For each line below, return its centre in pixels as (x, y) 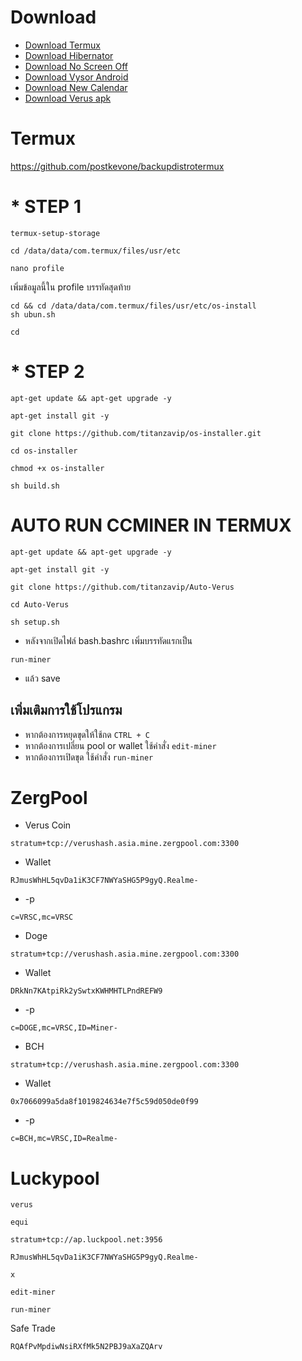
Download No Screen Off (76, 66)
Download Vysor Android (76, 77)
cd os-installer (44, 451)
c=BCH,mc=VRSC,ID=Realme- (64, 1139)
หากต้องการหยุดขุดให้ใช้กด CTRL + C (87, 734)
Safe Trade (33, 1328)
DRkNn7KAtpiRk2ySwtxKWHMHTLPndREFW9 (86, 991)
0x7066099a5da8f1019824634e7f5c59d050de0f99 (104, 1102)
